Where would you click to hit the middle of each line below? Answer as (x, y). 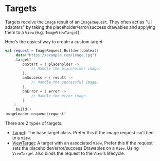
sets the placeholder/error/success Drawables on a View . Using (75, 148)
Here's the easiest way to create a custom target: (54, 41)
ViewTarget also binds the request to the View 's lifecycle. (69, 153)
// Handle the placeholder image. (66, 69)
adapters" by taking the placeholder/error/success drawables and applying (80, 27)
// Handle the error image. (60, 96)
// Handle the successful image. (65, 82)
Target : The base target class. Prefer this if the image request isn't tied (83, 133)
